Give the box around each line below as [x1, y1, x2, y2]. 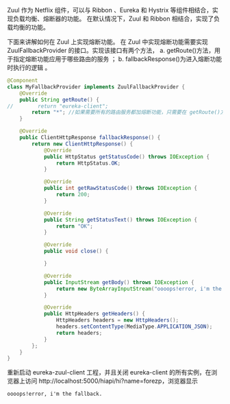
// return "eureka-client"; [7, 102, 109, 110]
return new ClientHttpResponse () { [31, 140, 133, 147]
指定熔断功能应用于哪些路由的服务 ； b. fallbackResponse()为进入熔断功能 [12, 55, 222, 63]
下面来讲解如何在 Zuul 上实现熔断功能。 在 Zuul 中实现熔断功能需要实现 [7, 38, 209, 46]
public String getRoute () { [19, 96, 99, 103]
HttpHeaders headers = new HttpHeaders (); [55, 317, 179, 324]
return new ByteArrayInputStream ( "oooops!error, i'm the [55, 285, 222, 292]
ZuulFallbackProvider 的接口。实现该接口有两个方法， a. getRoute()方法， [7, 47, 215, 54]
